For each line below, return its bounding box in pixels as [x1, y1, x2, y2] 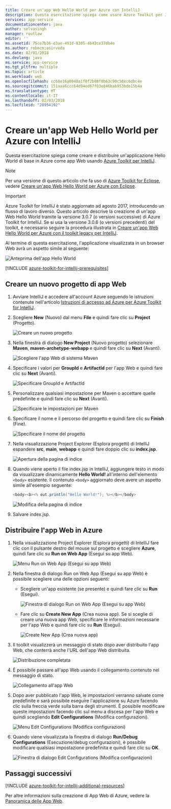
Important [5, 193, 26, 199]
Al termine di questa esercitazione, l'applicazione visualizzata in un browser [5, 240, 164, 246]
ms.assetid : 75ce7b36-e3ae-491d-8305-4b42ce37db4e [5, 41, 115, 46]
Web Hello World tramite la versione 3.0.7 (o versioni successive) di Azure [5, 214, 160, 220]
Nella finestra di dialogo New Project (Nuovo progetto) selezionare [12, 340, 153, 346]
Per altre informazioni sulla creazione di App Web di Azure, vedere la [5, 793, 150, 799]
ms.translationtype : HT [5, 88, 56, 94]
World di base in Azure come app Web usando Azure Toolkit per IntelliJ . [5, 158, 156, 164]
